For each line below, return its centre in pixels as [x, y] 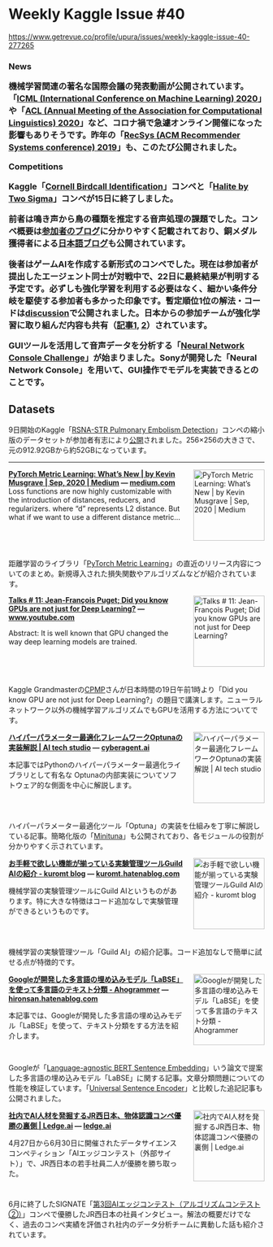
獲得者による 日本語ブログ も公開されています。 [100, 243]
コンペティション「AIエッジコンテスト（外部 [83, 1153]
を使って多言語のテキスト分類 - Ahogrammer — [89, 989]
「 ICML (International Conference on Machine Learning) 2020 [133, 98]
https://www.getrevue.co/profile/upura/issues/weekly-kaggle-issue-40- [129, 37]
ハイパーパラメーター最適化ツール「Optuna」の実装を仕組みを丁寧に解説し [134, 826]
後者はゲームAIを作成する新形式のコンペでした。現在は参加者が [133, 264]
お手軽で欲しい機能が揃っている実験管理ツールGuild [95, 863]
